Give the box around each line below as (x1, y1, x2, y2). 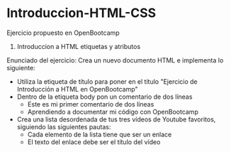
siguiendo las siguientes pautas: (16, 122, 111, 131)
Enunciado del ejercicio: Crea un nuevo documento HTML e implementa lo (6, 55, 224, 65)
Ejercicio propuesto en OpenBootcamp (6, 28, 120, 37)
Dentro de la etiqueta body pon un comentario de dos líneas (16, 92, 193, 101)
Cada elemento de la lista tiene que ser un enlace (27, 130, 172, 139)
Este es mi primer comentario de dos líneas (27, 99, 154, 108)
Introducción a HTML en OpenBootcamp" (16, 85, 139, 93)
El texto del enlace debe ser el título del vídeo (27, 137, 161, 146)
